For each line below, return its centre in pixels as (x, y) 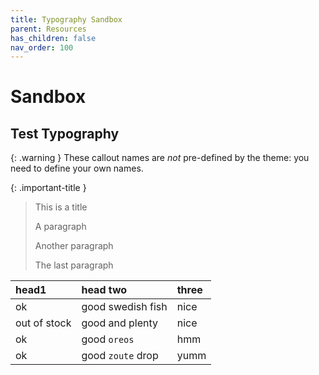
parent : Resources (48, 29)
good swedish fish (124, 307)
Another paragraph (74, 246)
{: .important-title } (48, 188)
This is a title (61, 207)
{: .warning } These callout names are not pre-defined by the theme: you (160, 158)
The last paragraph (74, 265)
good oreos (108, 339)
